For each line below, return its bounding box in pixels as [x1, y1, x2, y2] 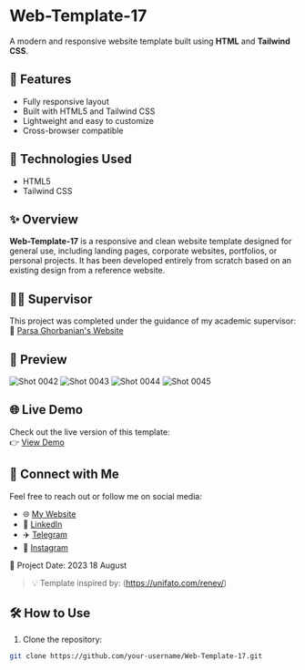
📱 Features [9, 72, 72, 88]
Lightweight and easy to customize [22, 115, 155, 126]
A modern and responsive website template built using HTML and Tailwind [9, 36, 290, 46]
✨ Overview [9, 211, 79, 227]
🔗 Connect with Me [9, 467, 120, 482]
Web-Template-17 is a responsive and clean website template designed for [9, 236, 292, 247]
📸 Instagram [22, 541, 68, 552]
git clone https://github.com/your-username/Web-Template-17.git [9, 652, 262, 661]
